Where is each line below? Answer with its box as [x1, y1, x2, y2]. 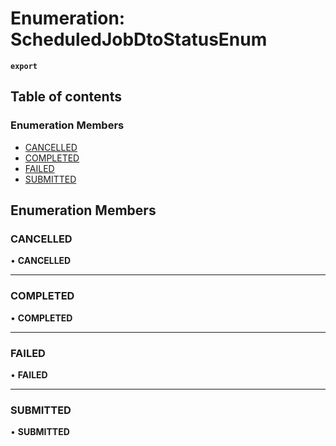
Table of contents [10, 88, 122, 106]
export [10, 61, 38, 71]
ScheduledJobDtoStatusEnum [10, 28, 268, 51]
